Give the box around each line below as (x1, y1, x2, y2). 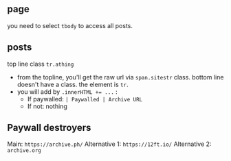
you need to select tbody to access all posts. (7, 21, 133, 29)
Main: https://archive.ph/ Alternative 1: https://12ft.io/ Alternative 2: (7, 140, 212, 148)
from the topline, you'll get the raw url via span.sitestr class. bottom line (16, 73, 224, 81)
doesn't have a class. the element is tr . (16, 80, 129, 88)
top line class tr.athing (7, 60, 74, 68)
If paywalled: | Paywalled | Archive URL (27, 95, 143, 103)
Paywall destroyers (7, 122, 91, 134)
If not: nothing (27, 102, 67, 110)
